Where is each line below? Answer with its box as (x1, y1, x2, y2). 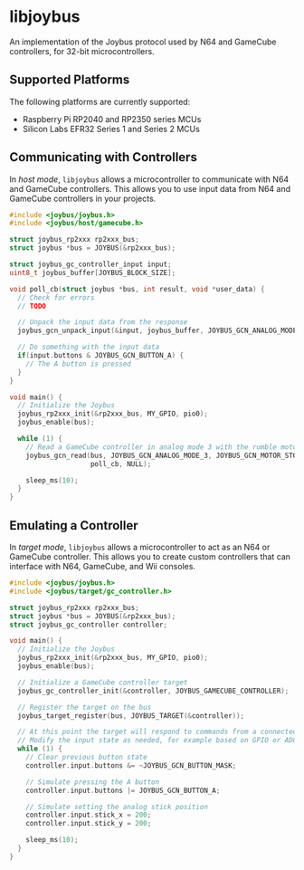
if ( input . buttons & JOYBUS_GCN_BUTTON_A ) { (17, 351, 184, 360)
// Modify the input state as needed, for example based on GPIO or (17, 736, 281, 745)
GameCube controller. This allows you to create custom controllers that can (9, 551, 291, 562)
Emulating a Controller (9, 518, 138, 533)
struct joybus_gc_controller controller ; (9, 620, 168, 629)
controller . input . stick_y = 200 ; (25, 819, 152, 828)
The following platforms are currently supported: (9, 96, 191, 107)
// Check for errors (17, 292, 95, 302)
